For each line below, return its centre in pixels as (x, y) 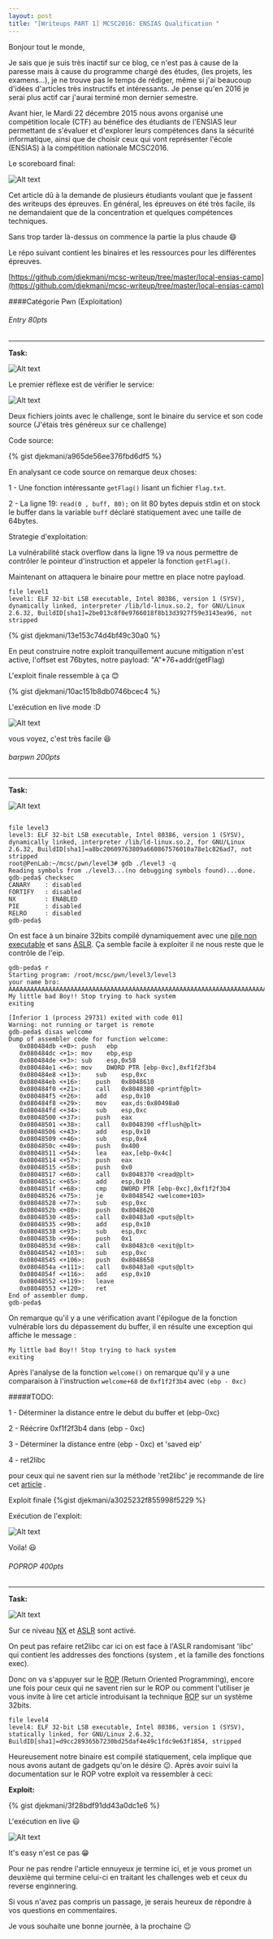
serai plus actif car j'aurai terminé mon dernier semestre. (104, 97)
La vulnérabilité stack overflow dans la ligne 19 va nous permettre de (123, 552)
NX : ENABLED (43, 899)
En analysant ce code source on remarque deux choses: (103, 472)
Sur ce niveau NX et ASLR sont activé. (72, 1630)
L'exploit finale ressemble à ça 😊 (64, 675)
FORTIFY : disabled (45, 892)
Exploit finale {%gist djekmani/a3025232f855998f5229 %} (107, 1500)
